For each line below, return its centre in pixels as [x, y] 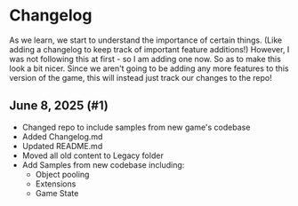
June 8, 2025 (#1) [59, 106]
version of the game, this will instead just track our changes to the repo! [141, 77]
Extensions [56, 184]
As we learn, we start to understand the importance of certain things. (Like [146, 40]
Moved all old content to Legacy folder [93, 155]
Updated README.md [62, 146]
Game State [57, 193]
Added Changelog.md [62, 136]
